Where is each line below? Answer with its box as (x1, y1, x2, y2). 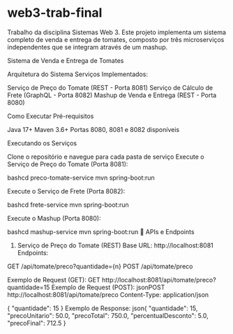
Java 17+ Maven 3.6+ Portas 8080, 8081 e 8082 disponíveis (7, 125, 180, 133)
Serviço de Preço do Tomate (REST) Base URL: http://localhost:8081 (17, 241, 214, 249)
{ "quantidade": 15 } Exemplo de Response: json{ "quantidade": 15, (7, 304, 198, 312)
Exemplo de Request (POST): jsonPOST (51, 283, 165, 291)
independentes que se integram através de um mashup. (7, 43, 168, 51)
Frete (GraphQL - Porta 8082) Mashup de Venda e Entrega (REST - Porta (7, 91, 217, 99)
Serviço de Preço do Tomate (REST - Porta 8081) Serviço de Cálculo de (7, 83, 213, 92)
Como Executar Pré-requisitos (7, 112, 94, 120)
